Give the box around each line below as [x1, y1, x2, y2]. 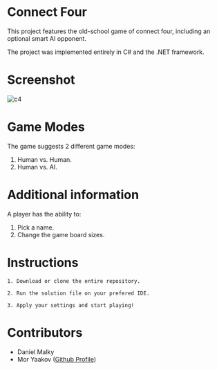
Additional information [7, 187, 140, 203]
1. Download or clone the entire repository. [7, 277, 140, 284]
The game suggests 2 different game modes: [7, 142, 136, 150]
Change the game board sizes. [17, 230, 105, 239]
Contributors [7, 324, 83, 340]
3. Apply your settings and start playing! [7, 302, 135, 308]
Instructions [7, 255, 79, 270]
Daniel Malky [17, 347, 55, 356]
